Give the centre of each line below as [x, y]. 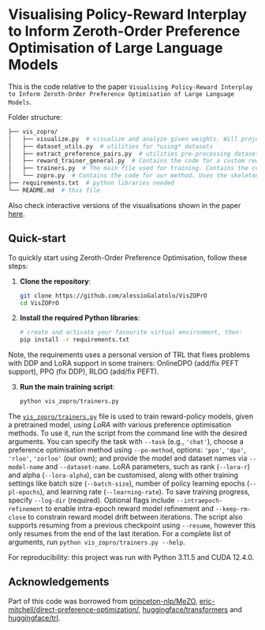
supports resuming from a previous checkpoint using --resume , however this [132, 525]
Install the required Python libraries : [80, 318]
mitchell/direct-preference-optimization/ [74, 609]
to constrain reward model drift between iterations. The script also [135, 517]
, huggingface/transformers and [190, 609]
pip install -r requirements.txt [75, 340]
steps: [18, 266]
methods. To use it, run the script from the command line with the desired [127, 433]
